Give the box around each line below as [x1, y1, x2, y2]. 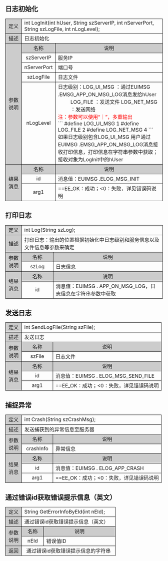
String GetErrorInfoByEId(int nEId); [24, 508, 105, 515]
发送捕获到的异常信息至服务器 [24, 426, 95, 433]
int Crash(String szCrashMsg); [24, 416, 96, 423]
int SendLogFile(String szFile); [24, 324, 95, 331]
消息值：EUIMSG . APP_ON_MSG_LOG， [55, 282, 151, 289]
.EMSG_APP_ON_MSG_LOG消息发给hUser [57, 91, 156, 98]
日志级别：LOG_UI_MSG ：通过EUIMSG [57, 83, 150, 90]
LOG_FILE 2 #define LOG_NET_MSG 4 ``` [57, 126, 153, 133]
